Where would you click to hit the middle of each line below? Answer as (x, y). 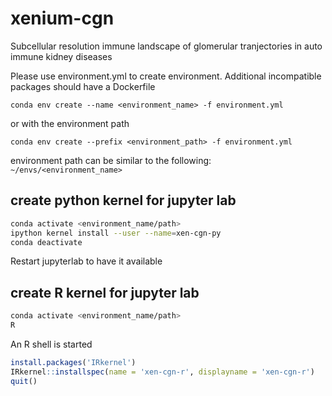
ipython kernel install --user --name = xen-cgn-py (116, 233)
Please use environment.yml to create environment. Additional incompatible (166, 76)
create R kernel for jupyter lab (105, 292)
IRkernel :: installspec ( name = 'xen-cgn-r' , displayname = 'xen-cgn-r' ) (162, 372)
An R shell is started (51, 344)
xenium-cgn (62, 18)
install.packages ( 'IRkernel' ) (73, 362)
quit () (24, 381)
